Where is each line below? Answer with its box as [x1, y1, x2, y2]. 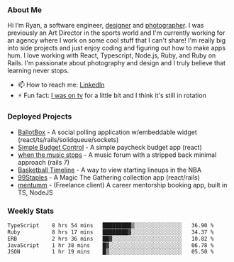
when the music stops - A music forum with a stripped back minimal [17, 151, 217, 159]
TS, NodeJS [17, 188, 53, 197]
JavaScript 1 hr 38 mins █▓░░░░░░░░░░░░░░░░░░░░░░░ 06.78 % [7, 241, 214, 249]
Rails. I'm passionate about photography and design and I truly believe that [7, 59, 225, 67]
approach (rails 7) [17, 158, 69, 166]
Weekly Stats [7, 206, 55, 216]
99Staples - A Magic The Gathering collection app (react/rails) [17, 173, 201, 182]
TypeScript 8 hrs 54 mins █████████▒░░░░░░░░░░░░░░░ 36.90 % [7, 222, 214, 229]
